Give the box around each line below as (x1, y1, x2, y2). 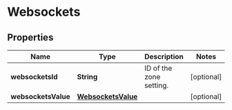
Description (144, 52, 184, 61)
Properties (7, 32, 54, 43)
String (77, 72, 98, 81)
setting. (144, 80, 169, 90)
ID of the (144, 63, 173, 73)
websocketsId (10, 72, 58, 81)
